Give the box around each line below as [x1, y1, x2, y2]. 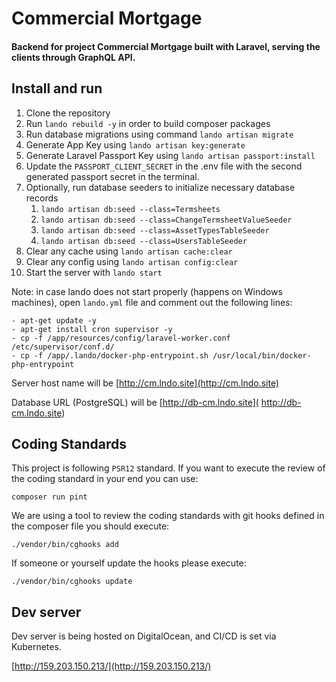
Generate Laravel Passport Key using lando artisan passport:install [25, 149, 316, 161]
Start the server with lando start [25, 266, 163, 278]
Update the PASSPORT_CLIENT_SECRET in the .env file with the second [25, 160, 303, 172]
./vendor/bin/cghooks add [11, 540, 119, 550]
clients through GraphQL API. [11, 51, 136, 63]
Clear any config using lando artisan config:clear [25, 255, 239, 267]
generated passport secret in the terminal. [25, 170, 200, 182]
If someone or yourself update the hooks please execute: [11, 557, 247, 569]
